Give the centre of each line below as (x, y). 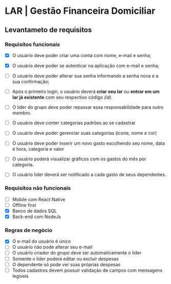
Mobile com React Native (39, 199)
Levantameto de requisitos (48, 30)
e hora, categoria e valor (38, 149)
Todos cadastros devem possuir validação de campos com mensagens (87, 270)
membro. (22, 113)
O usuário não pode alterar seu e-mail (52, 247)
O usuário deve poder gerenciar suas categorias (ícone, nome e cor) (84, 133)
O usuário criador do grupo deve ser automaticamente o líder (77, 253)
